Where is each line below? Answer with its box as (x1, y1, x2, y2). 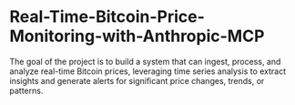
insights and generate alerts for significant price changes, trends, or (9, 75, 265, 86)
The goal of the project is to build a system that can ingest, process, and (9, 56, 281, 67)
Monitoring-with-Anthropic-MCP (9, 26, 265, 47)
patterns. (9, 85, 44, 96)
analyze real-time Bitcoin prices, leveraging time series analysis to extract (9, 66, 287, 77)
